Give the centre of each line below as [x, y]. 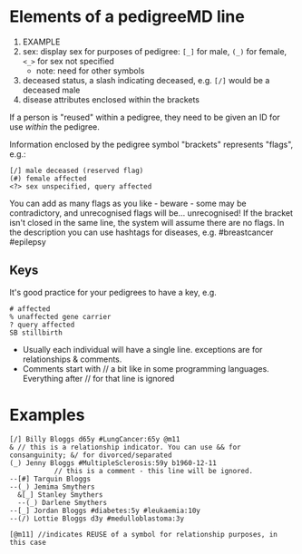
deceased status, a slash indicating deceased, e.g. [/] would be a [146, 80]
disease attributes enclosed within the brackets [111, 99]
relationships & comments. [72, 359]
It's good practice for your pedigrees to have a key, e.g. [113, 292]
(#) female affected [49, 179]
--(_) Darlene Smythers [62, 502]
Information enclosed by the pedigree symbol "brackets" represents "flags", [151, 144]
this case [28, 542]
